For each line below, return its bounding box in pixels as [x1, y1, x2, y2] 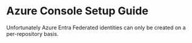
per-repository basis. [6, 30, 59, 37]
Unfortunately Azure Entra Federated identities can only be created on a [6, 24, 186, 31]
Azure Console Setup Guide [6, 4, 148, 18]
